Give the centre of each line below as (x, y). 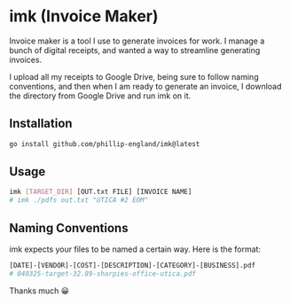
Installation (41, 124)
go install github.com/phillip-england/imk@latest (105, 144)
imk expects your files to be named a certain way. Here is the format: (135, 249)
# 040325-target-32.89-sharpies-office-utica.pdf (103, 273)
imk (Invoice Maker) (84, 16)
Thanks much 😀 (39, 291)
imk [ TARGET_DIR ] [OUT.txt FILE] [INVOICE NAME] (101, 192)
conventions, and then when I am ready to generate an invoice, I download (145, 86)
